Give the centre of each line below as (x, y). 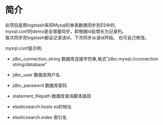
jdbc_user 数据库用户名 (36, 74)
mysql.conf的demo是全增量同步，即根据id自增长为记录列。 (66, 31)
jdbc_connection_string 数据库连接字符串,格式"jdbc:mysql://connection (85, 58)
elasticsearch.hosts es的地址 (42, 106)
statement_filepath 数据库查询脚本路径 (52, 96)
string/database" (30, 64)
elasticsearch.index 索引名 (40, 117)
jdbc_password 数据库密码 (40, 85)
